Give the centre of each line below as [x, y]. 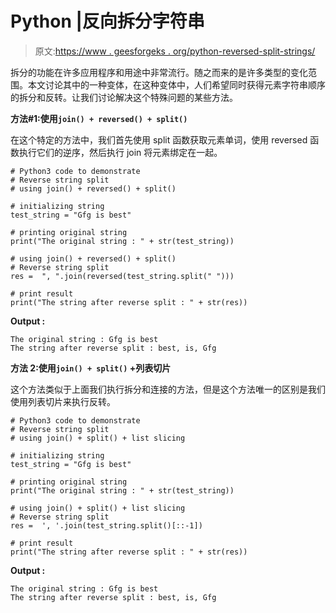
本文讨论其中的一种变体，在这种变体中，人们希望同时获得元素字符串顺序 [176, 84]
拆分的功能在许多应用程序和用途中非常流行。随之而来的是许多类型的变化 [159, 72]
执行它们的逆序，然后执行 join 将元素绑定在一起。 [120, 152]
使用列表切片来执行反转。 [63, 401]
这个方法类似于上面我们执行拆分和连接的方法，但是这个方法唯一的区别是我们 [168, 389]
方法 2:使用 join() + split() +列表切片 [91, 368]
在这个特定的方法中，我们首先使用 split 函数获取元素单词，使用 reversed [159, 139]
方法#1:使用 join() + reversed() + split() [99, 118]
